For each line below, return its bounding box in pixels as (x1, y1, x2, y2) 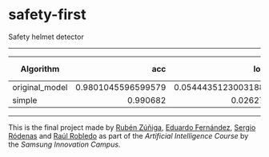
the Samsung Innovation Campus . (8, 139, 121, 149)
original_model (12, 81, 68, 92)
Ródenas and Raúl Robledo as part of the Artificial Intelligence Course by (8, 131, 249, 140)
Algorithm (20, 63, 60, 74)
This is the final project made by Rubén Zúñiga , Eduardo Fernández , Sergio (8, 122, 256, 132)
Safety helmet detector (8, 32, 84, 41)
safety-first (8, 6, 86, 24)
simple (12, 94, 38, 105)
